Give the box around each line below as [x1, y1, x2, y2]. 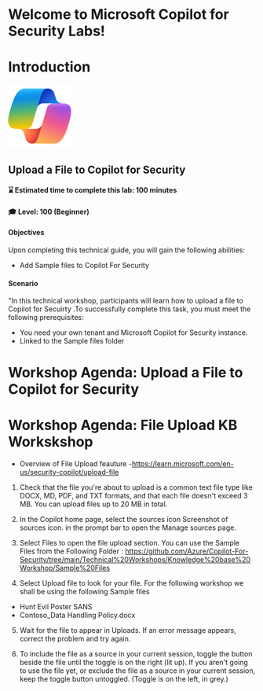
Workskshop [8, 433, 93, 451]
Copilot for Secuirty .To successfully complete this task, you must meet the [8, 304, 251, 314]
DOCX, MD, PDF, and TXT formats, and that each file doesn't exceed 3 [19, 491, 248, 501]
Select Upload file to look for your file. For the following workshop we [19, 579, 244, 588]
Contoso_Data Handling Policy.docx [19, 611, 136, 620]
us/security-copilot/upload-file [19, 468, 119, 477]
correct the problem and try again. [19, 634, 131, 644]
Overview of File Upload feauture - [19, 459, 132, 469]
